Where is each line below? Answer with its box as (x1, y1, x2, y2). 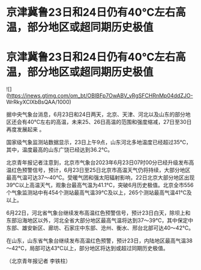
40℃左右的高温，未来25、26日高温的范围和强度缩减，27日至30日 (26, 118, 192, 126)
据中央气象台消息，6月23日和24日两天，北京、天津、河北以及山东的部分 (6, 111, 186, 118)
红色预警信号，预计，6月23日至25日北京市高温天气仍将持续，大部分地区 (11, 167, 191, 174)
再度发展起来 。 (6, 126, 45, 133)
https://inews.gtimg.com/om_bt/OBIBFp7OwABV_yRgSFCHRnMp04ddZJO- (8, 92, 193, 99)
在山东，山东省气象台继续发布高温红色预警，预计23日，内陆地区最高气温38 (6, 237, 193, 244)
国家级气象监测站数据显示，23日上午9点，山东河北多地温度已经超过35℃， (6, 139, 192, 146)
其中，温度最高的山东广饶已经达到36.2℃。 (6, 146, 113, 153)
